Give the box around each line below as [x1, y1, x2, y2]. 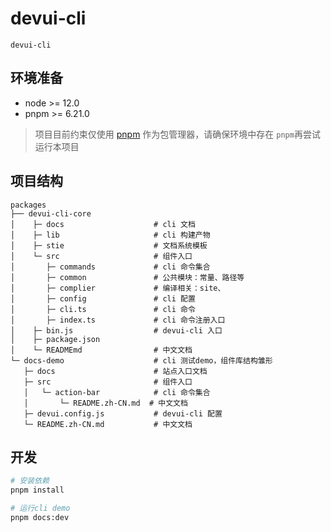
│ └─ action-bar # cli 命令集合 [23, 387, 211, 397]
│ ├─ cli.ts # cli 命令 [10, 304, 196, 314]
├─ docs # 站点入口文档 [23, 366, 208, 376]
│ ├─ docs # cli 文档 [10, 219, 196, 229]
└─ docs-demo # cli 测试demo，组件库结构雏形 [10, 355, 273, 366]
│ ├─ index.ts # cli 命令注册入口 [10, 315, 226, 325]
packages [10, 200, 47, 210]
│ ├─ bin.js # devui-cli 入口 [10, 325, 223, 336]
